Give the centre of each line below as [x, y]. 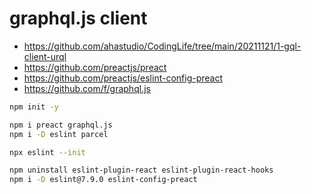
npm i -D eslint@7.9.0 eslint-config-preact [103, 180]
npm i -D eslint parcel [59, 134]
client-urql [45, 56]
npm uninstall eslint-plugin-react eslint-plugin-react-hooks [141, 170]
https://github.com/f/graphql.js [87, 88]
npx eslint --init [47, 152]
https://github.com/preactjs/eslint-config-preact [123, 78]
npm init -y [34, 107]
